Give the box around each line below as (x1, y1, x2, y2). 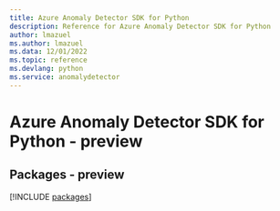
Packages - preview (9, 167, 125, 183)
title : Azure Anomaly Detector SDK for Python (9, 13, 190, 23)
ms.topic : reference (9, 55, 88, 65)
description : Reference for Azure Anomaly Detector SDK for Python (9, 22, 272, 31)
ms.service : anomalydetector (9, 73, 120, 82)
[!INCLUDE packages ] (9, 191, 92, 202)
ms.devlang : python (9, 65, 84, 74)
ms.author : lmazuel (9, 38, 84, 48)
